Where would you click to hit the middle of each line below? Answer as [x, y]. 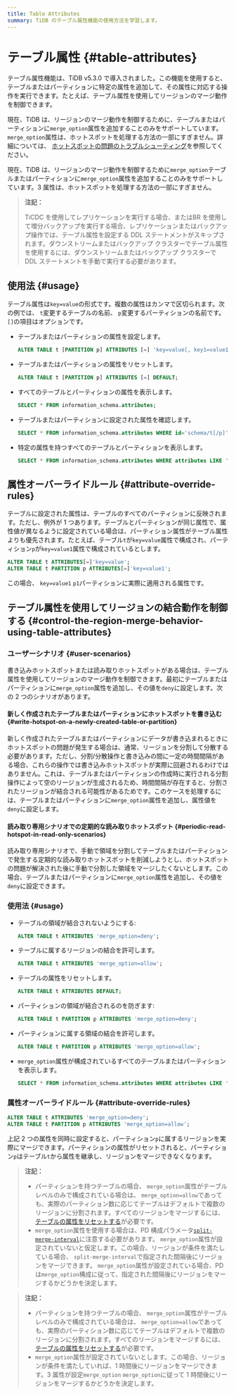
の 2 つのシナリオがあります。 [51, 696]
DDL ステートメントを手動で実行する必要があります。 [102, 261]
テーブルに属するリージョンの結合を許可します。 [88, 950]
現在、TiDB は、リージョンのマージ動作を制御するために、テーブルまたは [113, 120]
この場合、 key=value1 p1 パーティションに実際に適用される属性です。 [107, 583]
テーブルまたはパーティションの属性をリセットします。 [97, 364]
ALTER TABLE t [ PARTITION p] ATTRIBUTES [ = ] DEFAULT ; [98, 378]
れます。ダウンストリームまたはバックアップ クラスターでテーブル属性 [126, 244]
